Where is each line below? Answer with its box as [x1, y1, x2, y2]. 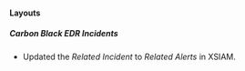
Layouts [9, 7, 41, 18]
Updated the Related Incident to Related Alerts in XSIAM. [22, 51, 237, 62]
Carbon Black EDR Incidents [9, 28, 118, 39]
